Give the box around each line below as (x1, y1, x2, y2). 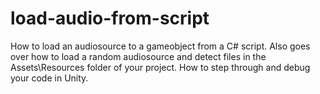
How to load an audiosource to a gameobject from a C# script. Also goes (10, 40, 311, 52)
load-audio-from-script (10, 7, 210, 30)
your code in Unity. (10, 72, 89, 84)
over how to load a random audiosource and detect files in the (10, 50, 267, 62)
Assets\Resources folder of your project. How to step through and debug (10, 61, 311, 73)
